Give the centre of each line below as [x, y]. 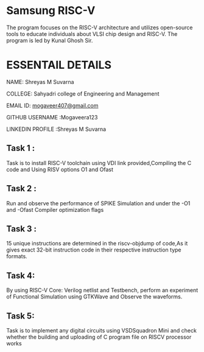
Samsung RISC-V [51, 11]
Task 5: [20, 316]
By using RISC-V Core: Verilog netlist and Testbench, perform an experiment [102, 290]
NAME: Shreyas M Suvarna [40, 82]
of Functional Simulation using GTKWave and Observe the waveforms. [94, 297]
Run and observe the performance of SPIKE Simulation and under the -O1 [98, 203]
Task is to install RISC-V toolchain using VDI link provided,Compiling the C [99, 163]
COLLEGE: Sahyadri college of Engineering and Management [83, 93]
